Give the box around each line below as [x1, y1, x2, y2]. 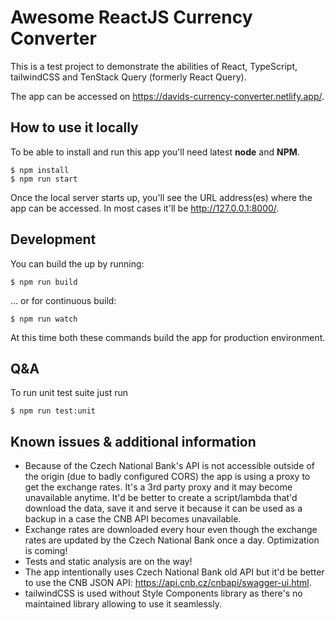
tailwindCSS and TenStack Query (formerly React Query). [10, 71, 247, 83]
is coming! [24, 545, 68, 557]
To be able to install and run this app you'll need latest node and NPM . [10, 146, 300, 158]
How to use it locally [10, 119, 139, 136]
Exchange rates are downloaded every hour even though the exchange [24, 524, 318, 536]
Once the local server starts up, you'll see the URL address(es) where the [10, 191, 313, 203]
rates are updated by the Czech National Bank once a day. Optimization [24, 534, 320, 546]
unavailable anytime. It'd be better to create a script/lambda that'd [24, 492, 298, 504]
